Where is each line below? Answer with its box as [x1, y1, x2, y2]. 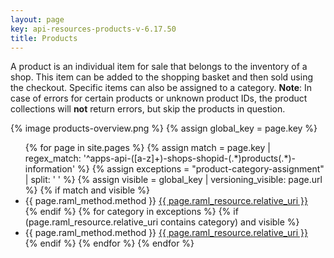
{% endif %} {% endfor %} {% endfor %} [24, 237, 195, 250]
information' [24, 163, 76, 175]
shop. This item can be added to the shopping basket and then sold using [10, 71, 313, 83]
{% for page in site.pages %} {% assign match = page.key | [24, 142, 271, 154]
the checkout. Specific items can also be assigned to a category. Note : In [10, 82, 313, 94]
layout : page [10, 14, 65, 25]
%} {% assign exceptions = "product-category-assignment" [77, 163, 325, 175]
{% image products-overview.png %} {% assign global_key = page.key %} [10, 122, 318, 135]
